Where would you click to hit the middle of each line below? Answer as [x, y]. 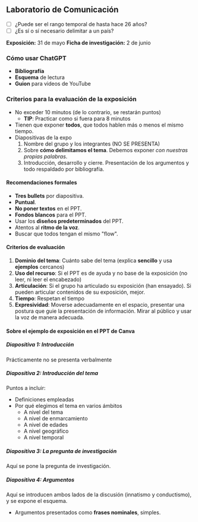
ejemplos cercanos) [40, 266]
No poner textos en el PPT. [48, 208]
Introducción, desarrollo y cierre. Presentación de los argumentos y [106, 162]
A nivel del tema [43, 412]
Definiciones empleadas [44, 400]
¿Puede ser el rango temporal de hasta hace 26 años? [81, 24]
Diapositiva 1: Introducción [40, 345]
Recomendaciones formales [42, 183]
